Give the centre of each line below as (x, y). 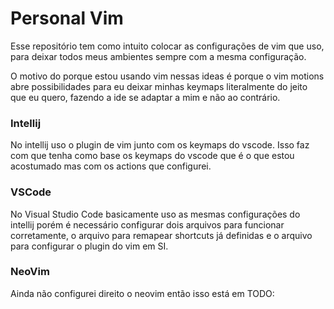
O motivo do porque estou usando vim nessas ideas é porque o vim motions (167, 76)
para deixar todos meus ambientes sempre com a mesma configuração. (158, 56)
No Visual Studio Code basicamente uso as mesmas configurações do (155, 214)
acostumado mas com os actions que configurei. (111, 166)
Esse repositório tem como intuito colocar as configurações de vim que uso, (167, 46)
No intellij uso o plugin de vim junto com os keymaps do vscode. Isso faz (160, 145)
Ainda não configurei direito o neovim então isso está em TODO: (142, 293)
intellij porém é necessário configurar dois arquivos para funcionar (147, 224)
